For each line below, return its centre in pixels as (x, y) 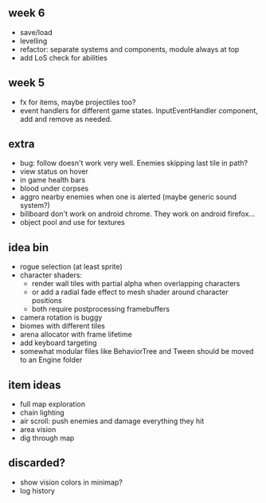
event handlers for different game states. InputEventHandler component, (139, 110)
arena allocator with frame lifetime (76, 335)
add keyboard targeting (58, 343)
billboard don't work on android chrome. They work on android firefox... (137, 214)
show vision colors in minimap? (71, 482)
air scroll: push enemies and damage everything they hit (112, 421)
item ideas (35, 385)
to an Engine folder (51, 360)
